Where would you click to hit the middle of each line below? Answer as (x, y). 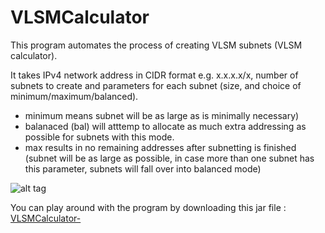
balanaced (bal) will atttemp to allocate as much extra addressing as (165, 126)
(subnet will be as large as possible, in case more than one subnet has (169, 158)
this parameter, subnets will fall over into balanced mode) (143, 168)
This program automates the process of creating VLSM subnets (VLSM (156, 45)
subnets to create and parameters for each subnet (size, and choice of (156, 85)
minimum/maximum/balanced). (74, 96)
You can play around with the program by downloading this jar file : (148, 207)
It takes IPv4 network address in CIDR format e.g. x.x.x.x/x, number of (154, 75)
